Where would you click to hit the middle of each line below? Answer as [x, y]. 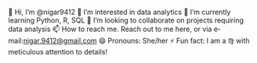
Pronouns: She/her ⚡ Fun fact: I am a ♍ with [179, 40]
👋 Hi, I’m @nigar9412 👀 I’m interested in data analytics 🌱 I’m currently [119, 12]
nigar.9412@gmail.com [60, 40]
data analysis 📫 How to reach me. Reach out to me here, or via [110, 29]
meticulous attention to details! [58, 52]
